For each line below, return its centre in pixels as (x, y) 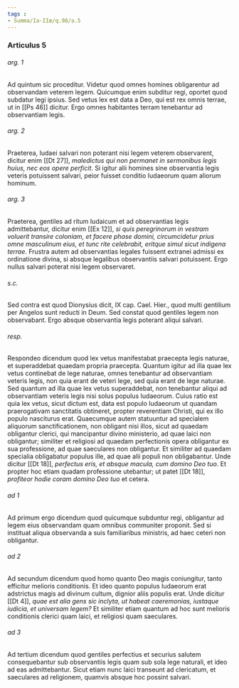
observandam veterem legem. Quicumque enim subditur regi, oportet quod (117, 92)
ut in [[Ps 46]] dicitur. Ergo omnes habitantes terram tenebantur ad (105, 107)
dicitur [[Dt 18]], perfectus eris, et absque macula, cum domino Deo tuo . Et (117, 464)
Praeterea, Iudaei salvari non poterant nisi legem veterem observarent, (111, 153)
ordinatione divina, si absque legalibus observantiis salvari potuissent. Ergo (118, 259)
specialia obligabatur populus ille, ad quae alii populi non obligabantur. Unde (119, 456)
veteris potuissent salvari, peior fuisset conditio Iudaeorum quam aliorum (115, 176)
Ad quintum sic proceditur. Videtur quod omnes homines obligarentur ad (113, 84)
